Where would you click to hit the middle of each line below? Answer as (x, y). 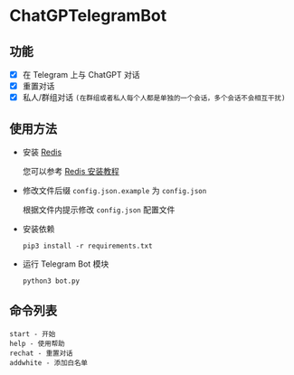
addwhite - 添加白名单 (49, 362)
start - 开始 (33, 334)
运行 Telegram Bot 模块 (66, 264)
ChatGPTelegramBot (88, 16)
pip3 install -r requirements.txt (87, 246)
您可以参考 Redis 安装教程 (71, 171)
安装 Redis (42, 152)
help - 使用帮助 (37, 343)
